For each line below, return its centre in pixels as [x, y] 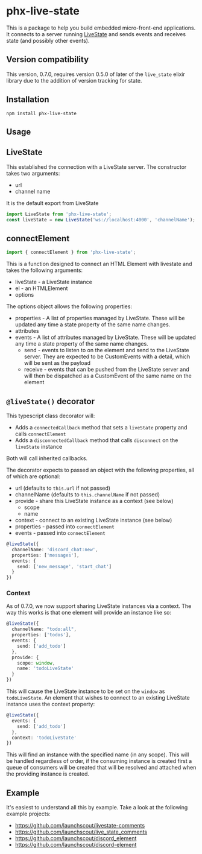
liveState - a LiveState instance [53, 282]
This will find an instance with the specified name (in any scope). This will [98, 754]
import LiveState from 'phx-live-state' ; [59, 214]
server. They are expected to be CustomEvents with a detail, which [107, 356]
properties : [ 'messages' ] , [46, 555]
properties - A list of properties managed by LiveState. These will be [100, 318]
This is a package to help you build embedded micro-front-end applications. [101, 28]
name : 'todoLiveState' [46, 669]
